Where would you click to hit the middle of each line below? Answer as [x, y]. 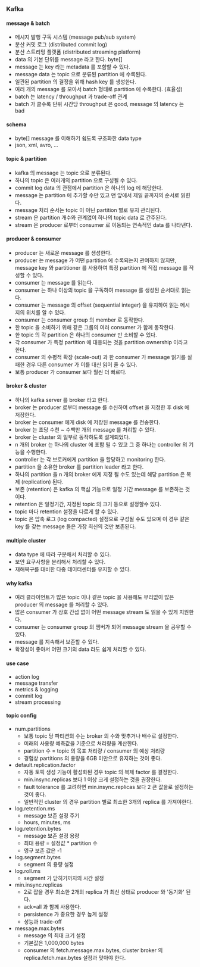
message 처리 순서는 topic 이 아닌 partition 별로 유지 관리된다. [88, 210]
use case [18, 663]
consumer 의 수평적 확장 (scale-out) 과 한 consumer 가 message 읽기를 [100, 357]
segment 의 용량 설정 [49, 864]
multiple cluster [26, 540]
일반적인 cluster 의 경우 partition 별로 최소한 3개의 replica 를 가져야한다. [108, 801]
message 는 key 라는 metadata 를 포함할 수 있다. [72, 67]
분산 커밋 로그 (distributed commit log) [61, 45]
